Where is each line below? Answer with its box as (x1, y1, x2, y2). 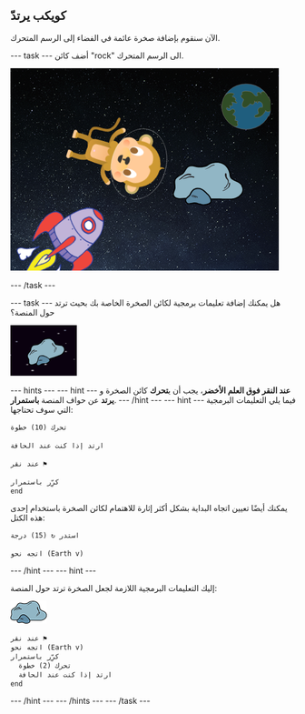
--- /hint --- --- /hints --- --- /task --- (10, 695, 151, 706)
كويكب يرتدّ (10, 8, 67, 24)
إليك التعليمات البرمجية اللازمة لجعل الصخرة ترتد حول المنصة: (10, 582, 217, 593)
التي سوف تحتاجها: (10, 404, 74, 415)
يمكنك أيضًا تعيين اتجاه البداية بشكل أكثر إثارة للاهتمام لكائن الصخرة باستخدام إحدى (10, 502, 289, 513)
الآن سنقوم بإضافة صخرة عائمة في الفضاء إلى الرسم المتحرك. (10, 32, 221, 43)
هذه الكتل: (10, 512, 45, 523)
